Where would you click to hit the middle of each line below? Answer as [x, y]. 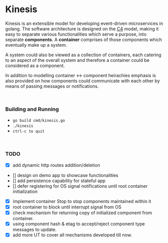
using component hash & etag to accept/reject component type [79, 224]
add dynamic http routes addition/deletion [56, 165]
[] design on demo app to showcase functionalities [65, 175]
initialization [25, 191]
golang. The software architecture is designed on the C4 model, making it [82, 28]
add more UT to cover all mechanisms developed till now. [72, 235]
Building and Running [32, 109]
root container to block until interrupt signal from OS [67, 207]
